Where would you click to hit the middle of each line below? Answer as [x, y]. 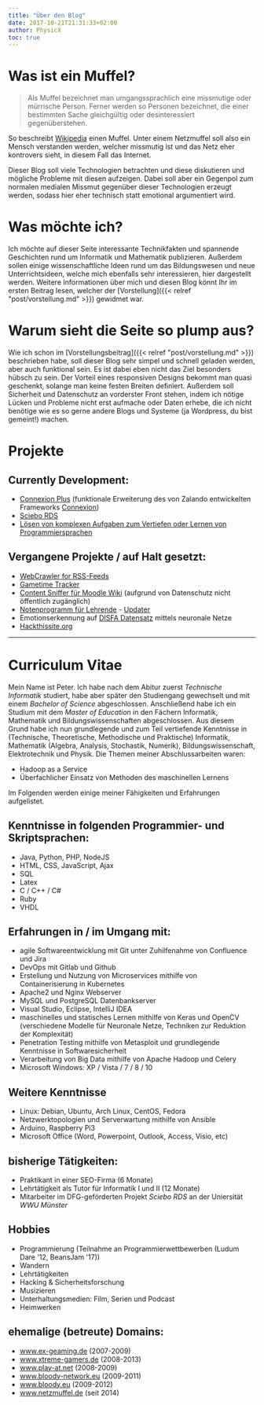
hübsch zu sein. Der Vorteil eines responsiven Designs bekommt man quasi [130, 377]
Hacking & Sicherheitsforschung [72, 1282]
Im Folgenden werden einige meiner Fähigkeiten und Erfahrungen [114, 793]
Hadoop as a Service [53, 769]
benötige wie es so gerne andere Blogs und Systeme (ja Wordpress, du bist [130, 411]
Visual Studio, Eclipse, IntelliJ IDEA [75, 1009]
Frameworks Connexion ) [59, 507]
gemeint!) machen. [38, 419]
